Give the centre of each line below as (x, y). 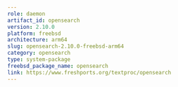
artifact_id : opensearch (44, 20)
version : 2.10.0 (31, 27)
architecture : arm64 (38, 40)
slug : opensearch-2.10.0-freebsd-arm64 (66, 46)
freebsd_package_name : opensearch (58, 66)
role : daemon (26, 14)
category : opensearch (39, 53)
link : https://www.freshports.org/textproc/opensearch (89, 72)
